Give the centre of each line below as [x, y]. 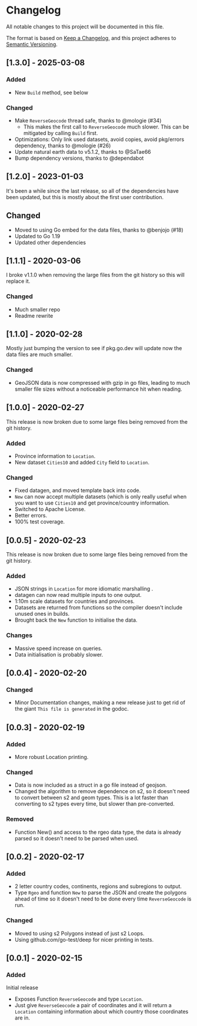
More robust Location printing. [51, 757]
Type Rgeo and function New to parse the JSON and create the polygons [101, 893]
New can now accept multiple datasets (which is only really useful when [101, 497]
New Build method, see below [51, 93]
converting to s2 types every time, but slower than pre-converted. [94, 804]
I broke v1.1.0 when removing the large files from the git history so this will [96, 275]
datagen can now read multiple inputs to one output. [78, 595]
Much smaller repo [37, 309]
